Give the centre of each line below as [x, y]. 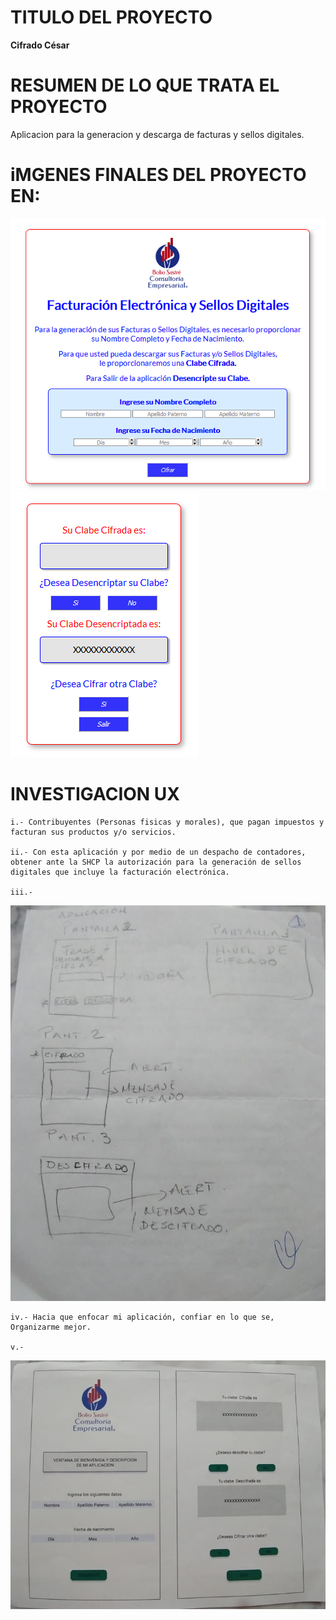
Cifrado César [40, 45]
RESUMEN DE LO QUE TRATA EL [145, 85]
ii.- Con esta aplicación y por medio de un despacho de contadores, [158, 852]
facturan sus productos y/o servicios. [93, 832]
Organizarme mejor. [51, 1327]
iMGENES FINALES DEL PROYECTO [158, 175]
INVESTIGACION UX [95, 794]
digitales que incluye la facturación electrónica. [120, 872]
